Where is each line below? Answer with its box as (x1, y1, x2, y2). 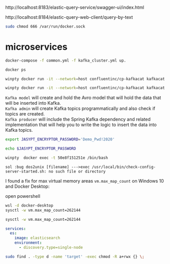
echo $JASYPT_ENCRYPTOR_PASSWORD (5, 146, 76, 152)
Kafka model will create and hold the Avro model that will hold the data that (5, 95, 161, 101)
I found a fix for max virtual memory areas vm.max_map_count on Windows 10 (5, 178, 164, 184)
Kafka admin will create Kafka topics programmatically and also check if (5, 105, 156, 111)
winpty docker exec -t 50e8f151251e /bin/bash (5, 155, 108, 161)
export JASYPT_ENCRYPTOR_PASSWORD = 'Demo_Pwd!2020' (5, 137, 115, 142)
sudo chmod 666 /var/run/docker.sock (5, 24, 86, 29)
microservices (5, 41, 68, 53)
